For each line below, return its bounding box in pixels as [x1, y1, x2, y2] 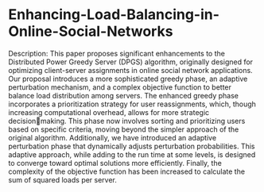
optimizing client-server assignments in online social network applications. [8, 65, 253, 75]
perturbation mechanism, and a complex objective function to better [8, 82, 232, 92]
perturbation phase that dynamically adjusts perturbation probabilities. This [8, 141, 255, 151]
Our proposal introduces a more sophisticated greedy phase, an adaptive [8, 74, 248, 83]
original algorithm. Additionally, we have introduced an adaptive [8, 132, 217, 142]
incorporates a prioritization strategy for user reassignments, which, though [8, 99, 257, 109]
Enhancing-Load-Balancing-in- [8, 6, 220, 24]
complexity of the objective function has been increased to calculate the [8, 167, 245, 176]
